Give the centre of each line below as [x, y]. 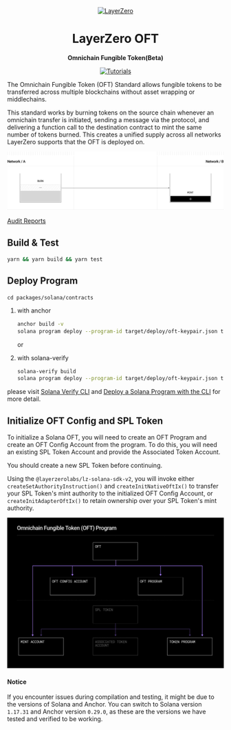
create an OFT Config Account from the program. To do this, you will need [112, 445]
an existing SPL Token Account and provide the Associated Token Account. [114, 452]
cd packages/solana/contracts [51, 297]
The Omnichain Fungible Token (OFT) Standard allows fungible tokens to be [114, 84]
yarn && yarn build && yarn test [55, 259]
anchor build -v [40, 324]
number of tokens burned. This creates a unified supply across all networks [114, 135]
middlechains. [27, 99]
